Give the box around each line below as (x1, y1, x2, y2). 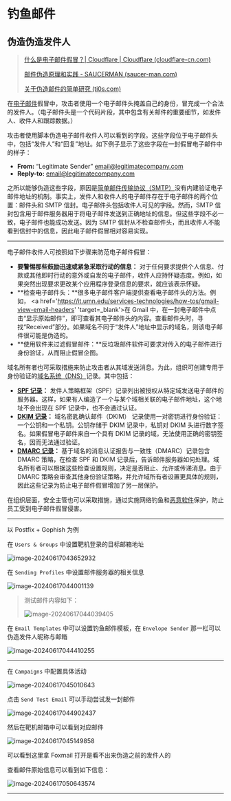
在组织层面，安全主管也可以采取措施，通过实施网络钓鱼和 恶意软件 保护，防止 (7, 496, 224, 503)
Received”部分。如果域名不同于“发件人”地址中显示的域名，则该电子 (25, 323, 217, 331)
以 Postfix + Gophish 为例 (7, 526, 79, 534)
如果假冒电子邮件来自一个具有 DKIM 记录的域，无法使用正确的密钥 (29, 430, 217, 437)
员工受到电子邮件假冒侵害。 (7, 504, 86, 512)
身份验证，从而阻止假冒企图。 (16, 349, 102, 357)
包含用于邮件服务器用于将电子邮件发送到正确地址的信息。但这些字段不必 (12, 209, 218, 218)
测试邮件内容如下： (23, 596, 79, 604)
